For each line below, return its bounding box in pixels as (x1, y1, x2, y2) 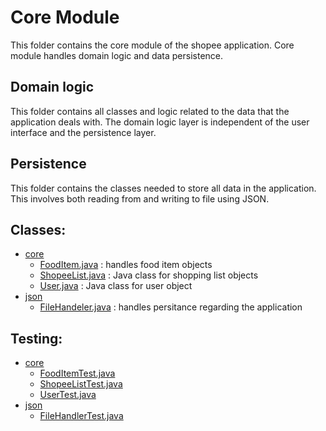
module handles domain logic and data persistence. (10, 49, 224, 61)
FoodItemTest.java (39, 367, 116, 380)
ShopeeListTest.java (39, 378, 123, 390)
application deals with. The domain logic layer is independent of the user (10, 116, 310, 128)
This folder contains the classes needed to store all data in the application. (10, 182, 317, 194)
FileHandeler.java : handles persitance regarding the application (39, 301, 303, 313)
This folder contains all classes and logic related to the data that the (10, 105, 290, 117)
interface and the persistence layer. (10, 126, 157, 138)
